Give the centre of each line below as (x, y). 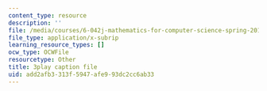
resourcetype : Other (43, 60)
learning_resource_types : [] (56, 45)
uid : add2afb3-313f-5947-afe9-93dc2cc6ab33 (81, 74)
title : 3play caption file (53, 67)
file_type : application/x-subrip (64, 38)
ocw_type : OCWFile (39, 52)
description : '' (35, 23)
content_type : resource (48, 15)
